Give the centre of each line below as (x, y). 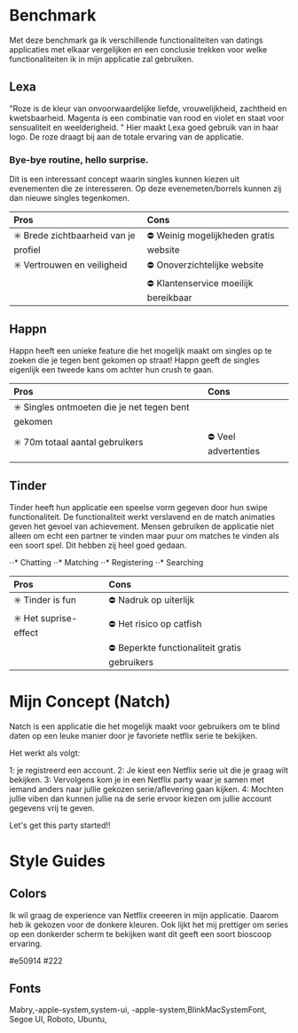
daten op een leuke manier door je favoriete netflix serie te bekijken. (133, 735)
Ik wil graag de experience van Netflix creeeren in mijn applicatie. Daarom (144, 915)
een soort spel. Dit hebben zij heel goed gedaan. (98, 545)
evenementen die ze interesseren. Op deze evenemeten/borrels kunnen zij (145, 188)
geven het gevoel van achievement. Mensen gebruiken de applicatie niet (142, 526)
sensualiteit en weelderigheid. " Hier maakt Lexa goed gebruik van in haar (144, 127)
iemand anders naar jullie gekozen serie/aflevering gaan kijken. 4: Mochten (146, 789)
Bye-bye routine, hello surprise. (79, 159)
